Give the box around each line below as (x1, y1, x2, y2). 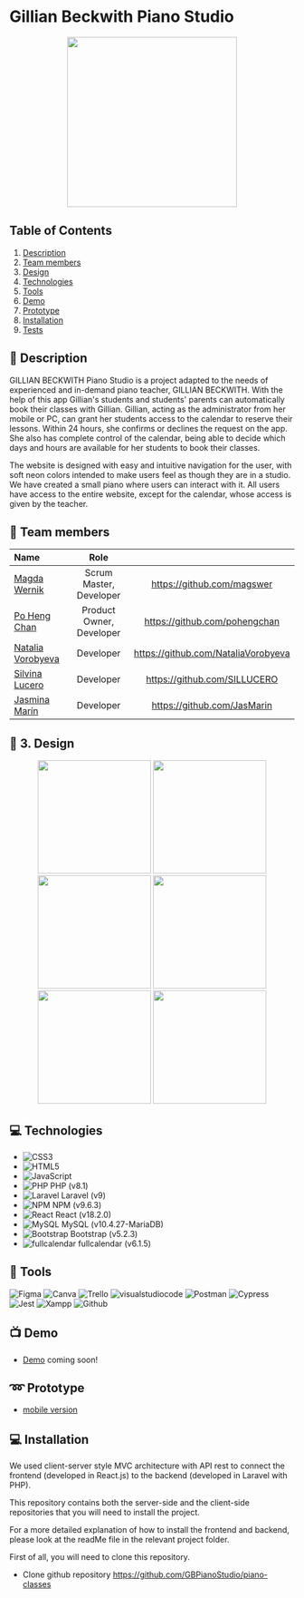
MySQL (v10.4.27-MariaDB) (61, 1219, 165, 1230)
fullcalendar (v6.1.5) (78, 1238, 152, 1249)
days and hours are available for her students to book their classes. (9, 442, 261, 453)
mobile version (22, 1404, 79, 1416)
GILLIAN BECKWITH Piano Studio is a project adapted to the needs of (9, 375, 269, 385)
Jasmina (14, 694, 50, 706)
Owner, (82, 615, 115, 628)
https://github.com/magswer (151, 578, 273, 590)
